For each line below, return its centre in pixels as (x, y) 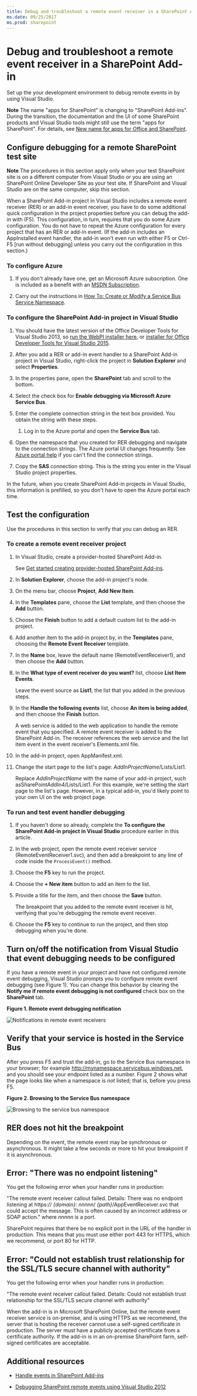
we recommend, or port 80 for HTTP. (51, 1241)
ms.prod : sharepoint (32, 22)
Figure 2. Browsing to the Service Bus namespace (68, 1098)
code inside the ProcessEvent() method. (63, 861)
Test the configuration (48, 515)
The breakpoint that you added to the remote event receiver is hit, (94, 907)
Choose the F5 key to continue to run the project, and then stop (91, 924)
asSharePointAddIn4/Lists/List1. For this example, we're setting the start (102, 785)
